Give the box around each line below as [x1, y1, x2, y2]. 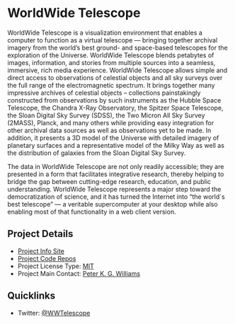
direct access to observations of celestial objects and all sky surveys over [7, 73, 223, 82]
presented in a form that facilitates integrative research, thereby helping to [7, 170, 224, 178]
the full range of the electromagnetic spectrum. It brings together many [7, 81, 215, 89]
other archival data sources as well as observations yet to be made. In [7, 126, 212, 134]
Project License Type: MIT [17, 262, 94, 270]
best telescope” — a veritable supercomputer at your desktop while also [7, 199, 218, 208]
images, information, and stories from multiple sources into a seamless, [7, 58, 216, 66]
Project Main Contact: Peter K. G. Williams [17, 269, 140, 277]
